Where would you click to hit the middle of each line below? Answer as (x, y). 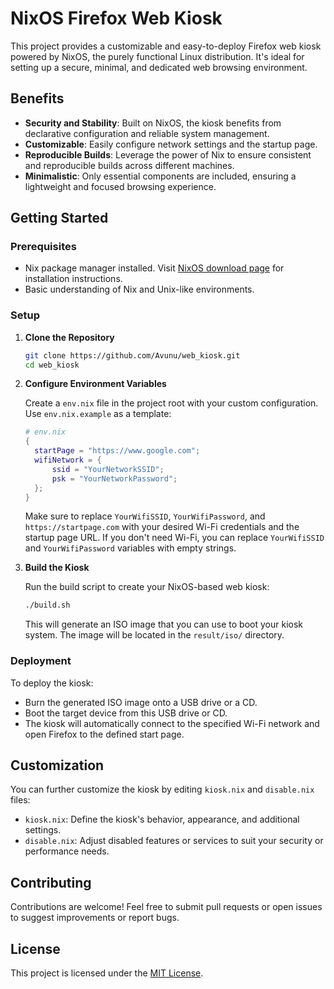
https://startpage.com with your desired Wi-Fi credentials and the (162, 527)
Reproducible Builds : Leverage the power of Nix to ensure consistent (168, 154)
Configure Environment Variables (95, 384)
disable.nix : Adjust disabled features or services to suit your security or (174, 841)
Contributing (51, 882)
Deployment (41, 661)
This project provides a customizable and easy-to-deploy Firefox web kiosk (166, 46)
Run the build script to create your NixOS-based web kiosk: (147, 587)
